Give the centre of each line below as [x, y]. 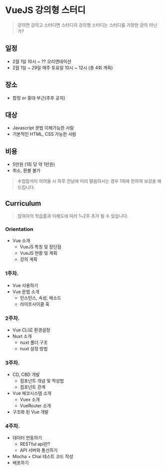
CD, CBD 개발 [26, 375]
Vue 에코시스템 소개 [32, 393]
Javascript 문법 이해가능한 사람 [43, 128]
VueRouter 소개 [35, 406]
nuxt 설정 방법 [34, 348]
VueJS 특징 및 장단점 [40, 247]
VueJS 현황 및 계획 [38, 253]
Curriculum [23, 203]
